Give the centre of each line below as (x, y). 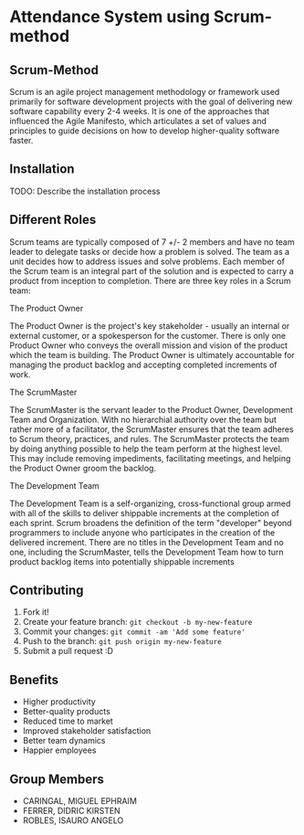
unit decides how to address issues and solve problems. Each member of (147, 261)
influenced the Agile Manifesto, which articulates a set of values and (138, 121)
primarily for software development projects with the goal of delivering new (151, 101)
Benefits (34, 679)
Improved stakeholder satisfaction (87, 731)
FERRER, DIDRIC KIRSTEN (71, 811)
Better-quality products (67, 712)
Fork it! (36, 612)
